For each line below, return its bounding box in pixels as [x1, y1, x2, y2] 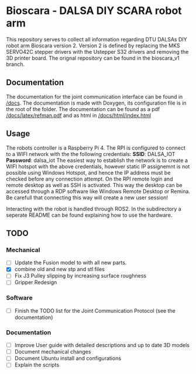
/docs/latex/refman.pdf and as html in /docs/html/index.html [6, 112, 151, 119]
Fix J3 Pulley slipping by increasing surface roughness [14, 272, 147, 279]
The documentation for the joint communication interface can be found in [6, 93, 183, 100]
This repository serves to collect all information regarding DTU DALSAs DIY [6, 36, 187, 43]
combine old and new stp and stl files [14, 266, 105, 273]
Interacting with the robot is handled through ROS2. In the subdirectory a [6, 205, 181, 212]
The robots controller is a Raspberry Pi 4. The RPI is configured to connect [6, 144, 186, 151]
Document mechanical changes [14, 348, 91, 355]
